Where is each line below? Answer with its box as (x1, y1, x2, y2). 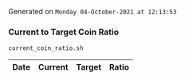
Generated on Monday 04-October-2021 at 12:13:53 (8, 7, 177, 16)
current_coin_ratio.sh (8, 44, 84, 52)
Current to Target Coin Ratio (8, 26, 120, 37)
